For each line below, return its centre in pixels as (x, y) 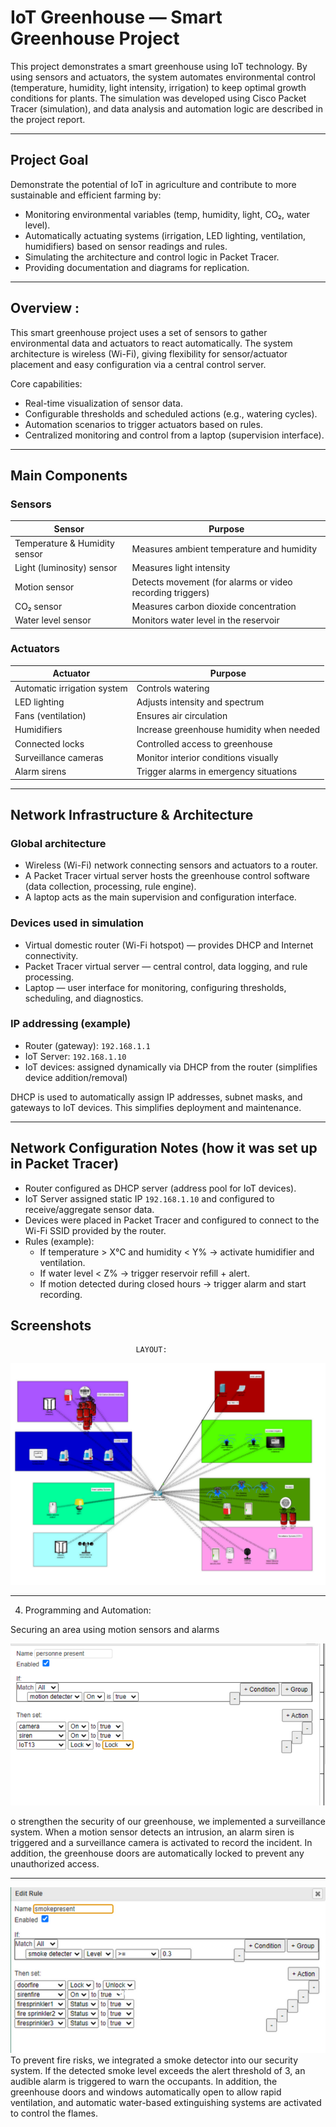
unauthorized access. (55, 1864)
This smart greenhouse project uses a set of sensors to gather (139, 332)
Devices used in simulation (77, 923)
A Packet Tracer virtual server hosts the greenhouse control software (167, 876)
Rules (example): (59, 1241)
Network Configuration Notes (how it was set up (164, 1148)
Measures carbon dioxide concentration (214, 606)
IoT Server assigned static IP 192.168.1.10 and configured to (149, 1198)
